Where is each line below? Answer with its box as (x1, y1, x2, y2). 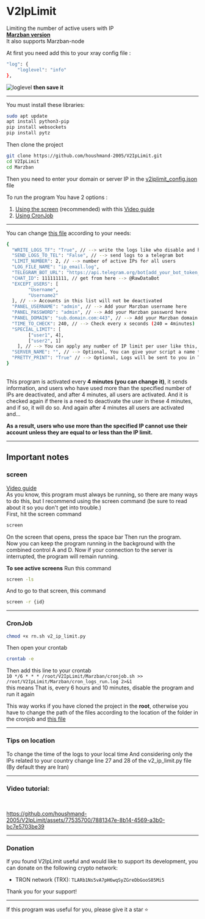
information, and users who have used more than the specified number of (6, 384, 192, 391)
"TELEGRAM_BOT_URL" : (12, 270, 64, 276)
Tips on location (6, 736, 56, 745)
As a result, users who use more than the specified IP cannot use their (6, 422, 188, 429)
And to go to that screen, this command (6, 587, 106, 595)
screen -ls (6, 576, 34, 583)
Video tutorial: (6, 784, 50, 793)
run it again (6, 691, 35, 698)
